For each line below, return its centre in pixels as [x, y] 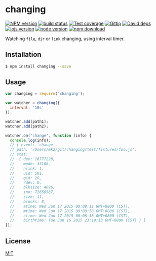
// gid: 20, [26, 178]
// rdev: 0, [26, 183]
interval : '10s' [27, 108]
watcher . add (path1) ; [27, 121]
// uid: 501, [27, 173]
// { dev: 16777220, [33, 159]
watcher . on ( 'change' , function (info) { [49, 136]
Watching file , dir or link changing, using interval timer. [65, 39]
